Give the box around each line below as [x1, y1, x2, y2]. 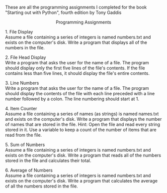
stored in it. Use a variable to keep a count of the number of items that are [5, 127, 157, 133]
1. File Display [5, 29, 33, 34]
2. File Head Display [5, 54, 46, 60]
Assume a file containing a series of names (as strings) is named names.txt [5, 111, 159, 117]
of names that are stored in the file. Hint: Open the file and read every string [5, 122, 161, 127]
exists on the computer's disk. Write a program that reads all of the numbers [5, 152, 162, 158]
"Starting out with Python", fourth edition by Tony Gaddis [5, 9, 122, 15]
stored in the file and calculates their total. [5, 158, 91, 164]
